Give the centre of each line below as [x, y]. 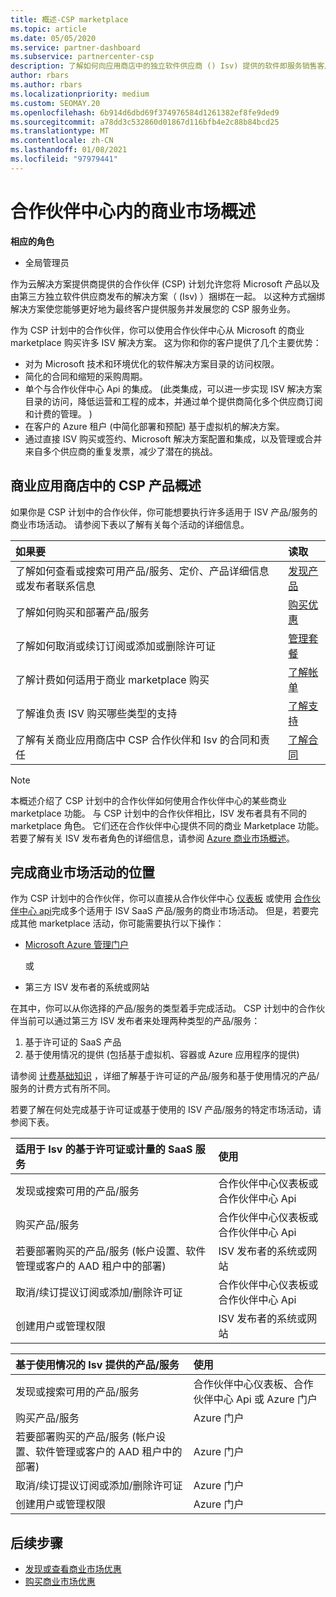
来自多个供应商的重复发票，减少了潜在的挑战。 [121, 451]
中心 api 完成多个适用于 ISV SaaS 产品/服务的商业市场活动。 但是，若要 [164, 911]
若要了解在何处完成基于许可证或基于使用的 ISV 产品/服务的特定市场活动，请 [166, 1110]
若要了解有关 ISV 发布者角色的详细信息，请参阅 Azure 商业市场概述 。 [153, 838]
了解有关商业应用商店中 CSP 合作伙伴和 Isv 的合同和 [138, 739]
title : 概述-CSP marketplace [69, 19]
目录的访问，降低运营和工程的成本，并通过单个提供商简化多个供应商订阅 [173, 401]
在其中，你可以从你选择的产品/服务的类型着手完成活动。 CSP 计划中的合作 [163, 1008]
